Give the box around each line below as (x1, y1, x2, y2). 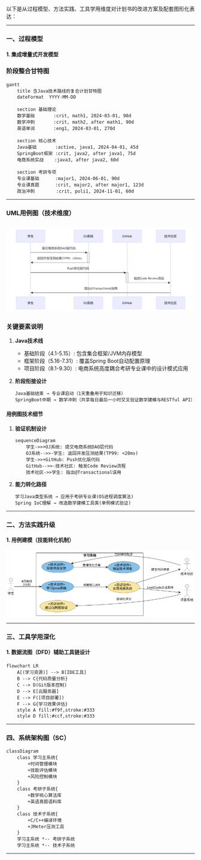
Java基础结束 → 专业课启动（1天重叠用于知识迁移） (14, 391, 126, 397)
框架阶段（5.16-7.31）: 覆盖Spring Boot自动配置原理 (23, 358, 151, 365)
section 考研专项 (17, 169, 57, 175)
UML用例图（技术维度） (6, 209, 75, 217)
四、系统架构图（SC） (6, 733, 71, 742)
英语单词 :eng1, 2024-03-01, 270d (17, 125, 115, 132)
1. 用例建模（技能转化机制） (6, 536, 75, 544)
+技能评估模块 (28, 767, 57, 773)
